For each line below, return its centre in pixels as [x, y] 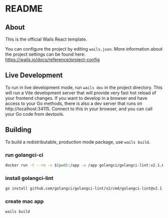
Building [18, 130]
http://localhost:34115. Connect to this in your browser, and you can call [79, 109]
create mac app [24, 201]
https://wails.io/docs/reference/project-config [52, 60]
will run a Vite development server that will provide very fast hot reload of [81, 93]
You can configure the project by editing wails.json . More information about [84, 49]
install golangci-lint [29, 178]
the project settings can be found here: [45, 54]
